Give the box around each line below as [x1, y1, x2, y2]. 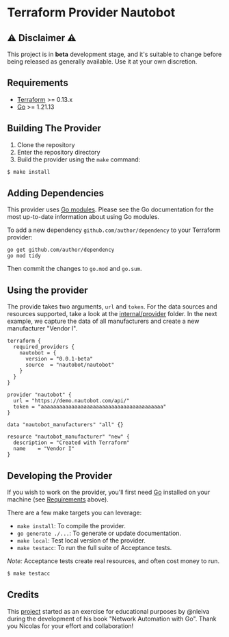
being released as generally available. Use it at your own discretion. [7, 57, 198, 66]
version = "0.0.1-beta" [25, 356, 94, 363]
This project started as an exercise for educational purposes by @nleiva [7, 607, 210, 615]
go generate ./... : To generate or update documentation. [16, 529, 182, 537]
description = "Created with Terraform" [13, 439, 130, 446]
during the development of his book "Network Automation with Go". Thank [7, 614, 217, 623]
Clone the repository [16, 140, 75, 148]
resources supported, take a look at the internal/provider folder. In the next [7, 310, 217, 318]
